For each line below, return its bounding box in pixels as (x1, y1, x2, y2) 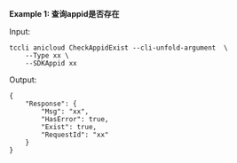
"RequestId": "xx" (41, 130, 109, 139)
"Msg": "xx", (41, 107, 90, 116)
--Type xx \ (25, 51, 69, 60)
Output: (9, 74, 37, 85)
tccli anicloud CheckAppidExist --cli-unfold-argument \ (9, 43, 228, 52)
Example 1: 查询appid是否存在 (9, 9, 120, 19)
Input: (9, 27, 31, 36)
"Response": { (25, 99, 77, 108)
